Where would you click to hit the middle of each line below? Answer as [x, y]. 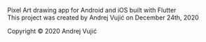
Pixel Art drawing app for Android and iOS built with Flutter [92, 10]
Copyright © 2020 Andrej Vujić [52, 31]
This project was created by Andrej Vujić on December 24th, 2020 [103, 17]
